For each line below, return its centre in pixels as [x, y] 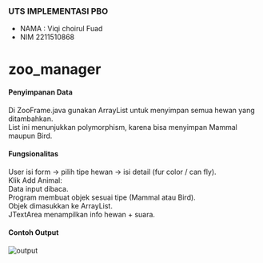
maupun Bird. [30, 136]
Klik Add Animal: [35, 180]
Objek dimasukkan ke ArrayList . [61, 205]
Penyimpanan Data [41, 92]
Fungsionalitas [33, 154]
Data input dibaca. [39, 188]
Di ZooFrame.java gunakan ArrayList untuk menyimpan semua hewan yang [132, 110]
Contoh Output [34, 233]
